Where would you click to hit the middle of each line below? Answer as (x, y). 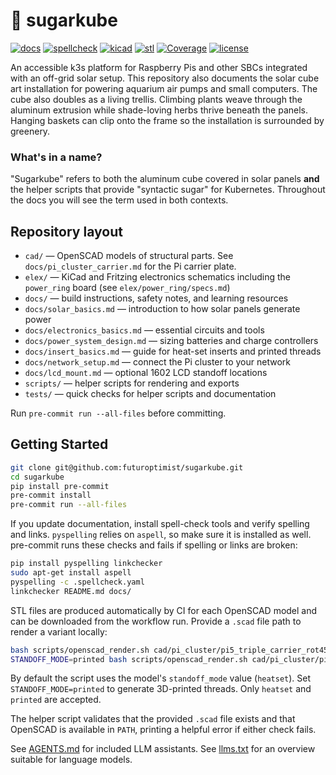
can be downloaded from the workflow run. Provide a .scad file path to (156, 621)
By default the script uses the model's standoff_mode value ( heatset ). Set (161, 678)
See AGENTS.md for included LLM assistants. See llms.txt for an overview (163, 749)
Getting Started (59, 444)
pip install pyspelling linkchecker (86, 564)
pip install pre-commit (60, 486)
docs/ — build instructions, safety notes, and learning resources (156, 298)
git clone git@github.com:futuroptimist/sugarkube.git (127, 467)
